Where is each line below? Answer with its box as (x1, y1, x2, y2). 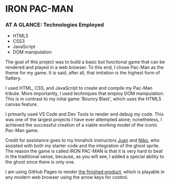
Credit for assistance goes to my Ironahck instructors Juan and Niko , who (5, 137, 160, 143)
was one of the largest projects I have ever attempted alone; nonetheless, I (5, 117, 162, 123)
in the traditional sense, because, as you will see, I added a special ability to (5, 153, 164, 160)
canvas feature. (5, 101, 38, 108)
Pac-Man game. (5, 127, 39, 134)
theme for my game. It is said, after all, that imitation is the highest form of (5, 70, 160, 76)
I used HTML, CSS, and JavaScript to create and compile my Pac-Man (5, 85, 153, 91)
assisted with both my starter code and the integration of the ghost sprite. (5, 143, 160, 149)
